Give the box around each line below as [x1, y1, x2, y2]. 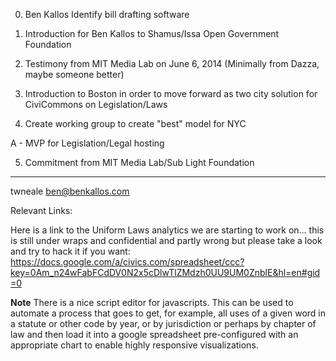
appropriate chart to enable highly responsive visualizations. [10, 339, 259, 351]
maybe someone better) [24, 69, 125, 80]
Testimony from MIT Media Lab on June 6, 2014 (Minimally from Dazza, [24, 58, 320, 69]
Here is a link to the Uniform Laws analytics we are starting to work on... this [10, 224, 325, 236]
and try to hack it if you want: [10, 245, 131, 257]
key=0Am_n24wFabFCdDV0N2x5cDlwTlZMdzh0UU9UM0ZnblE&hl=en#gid [10, 267, 321, 278]
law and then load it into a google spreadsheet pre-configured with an [10, 329, 299, 340]
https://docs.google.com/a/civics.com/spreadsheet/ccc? [10, 256, 245, 268]
